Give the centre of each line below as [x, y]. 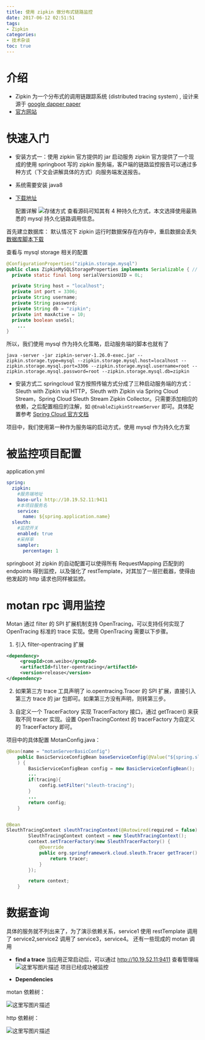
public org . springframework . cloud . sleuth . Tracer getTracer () [118, 853]
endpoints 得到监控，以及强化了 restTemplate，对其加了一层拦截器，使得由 [101, 571]
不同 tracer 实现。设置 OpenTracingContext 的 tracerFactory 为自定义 [108, 719]
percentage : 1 [41, 551]
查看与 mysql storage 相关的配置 [47, 252]
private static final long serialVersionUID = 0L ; [77, 275]
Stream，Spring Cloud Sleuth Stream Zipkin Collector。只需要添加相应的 [106, 399]
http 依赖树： [23, 1018]
